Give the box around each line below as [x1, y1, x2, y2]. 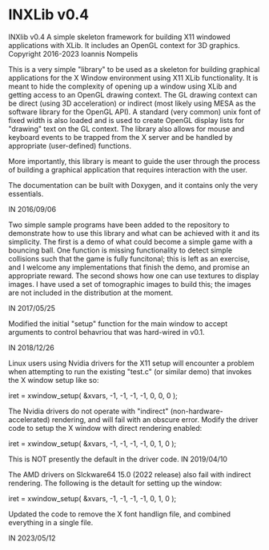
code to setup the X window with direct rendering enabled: [8, 423, 203, 432]
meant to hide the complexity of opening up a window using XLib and [8, 82, 238, 91]
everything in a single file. [8, 517, 94, 527]
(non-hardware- [170, 406, 223, 416]
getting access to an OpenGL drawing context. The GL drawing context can [8, 90, 258, 99]
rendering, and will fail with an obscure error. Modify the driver [51, 414, 259, 424]
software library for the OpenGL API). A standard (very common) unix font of [8, 106, 261, 117]
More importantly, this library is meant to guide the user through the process [8, 156, 260, 165]
